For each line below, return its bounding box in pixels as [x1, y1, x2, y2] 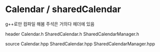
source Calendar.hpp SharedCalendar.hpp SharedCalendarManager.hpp [5, 40, 155, 46]
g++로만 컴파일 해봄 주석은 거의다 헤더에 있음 [5, 21, 95, 27]
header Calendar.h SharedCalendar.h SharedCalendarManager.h [5, 31, 140, 37]
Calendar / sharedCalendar [5, 4, 121, 15]
